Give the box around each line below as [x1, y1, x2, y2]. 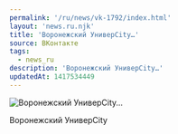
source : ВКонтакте [9, 38, 79, 48]
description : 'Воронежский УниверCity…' [9, 64, 164, 73]
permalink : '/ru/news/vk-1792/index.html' [9, 13, 172, 23]
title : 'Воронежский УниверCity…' [9, 30, 140, 39]
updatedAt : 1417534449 [9, 72, 95, 81]
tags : [9, 47, 30, 56]
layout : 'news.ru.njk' [9, 22, 95, 31]
